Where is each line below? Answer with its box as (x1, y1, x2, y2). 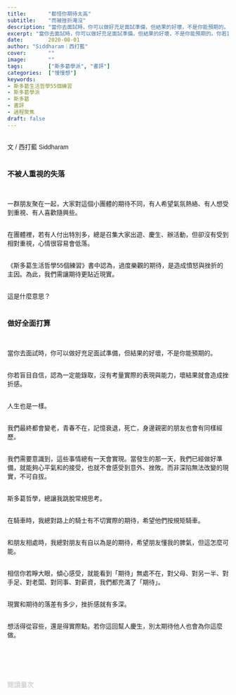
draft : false (7, 115, 46, 122)
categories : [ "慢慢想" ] (7, 69, 77, 76)
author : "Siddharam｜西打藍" (7, 43, 88, 50)
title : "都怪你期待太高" (7, 10, 91, 18)
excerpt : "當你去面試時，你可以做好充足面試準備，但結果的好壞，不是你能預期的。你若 (7, 30, 227, 37)
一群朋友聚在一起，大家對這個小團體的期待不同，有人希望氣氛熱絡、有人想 (7, 199, 223, 208)
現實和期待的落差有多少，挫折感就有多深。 (7, 601, 131, 608)
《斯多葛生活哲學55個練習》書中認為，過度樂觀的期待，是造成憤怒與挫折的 (7, 262, 223, 269)
